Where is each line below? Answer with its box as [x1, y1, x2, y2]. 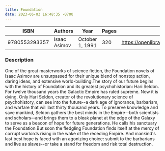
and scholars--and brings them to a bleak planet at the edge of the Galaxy [5, 115, 156, 121]
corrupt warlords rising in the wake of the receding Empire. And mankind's [5, 130, 156, 136]
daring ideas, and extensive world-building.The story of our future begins [5, 78, 154, 84]
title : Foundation [5, 7, 43, 12]
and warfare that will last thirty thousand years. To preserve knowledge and [5, 104, 158, 110]
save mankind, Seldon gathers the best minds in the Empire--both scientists [5, 109, 159, 116]
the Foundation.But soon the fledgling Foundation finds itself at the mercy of [5, 125, 160, 131]
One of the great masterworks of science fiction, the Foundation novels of [5, 67, 155, 74]
